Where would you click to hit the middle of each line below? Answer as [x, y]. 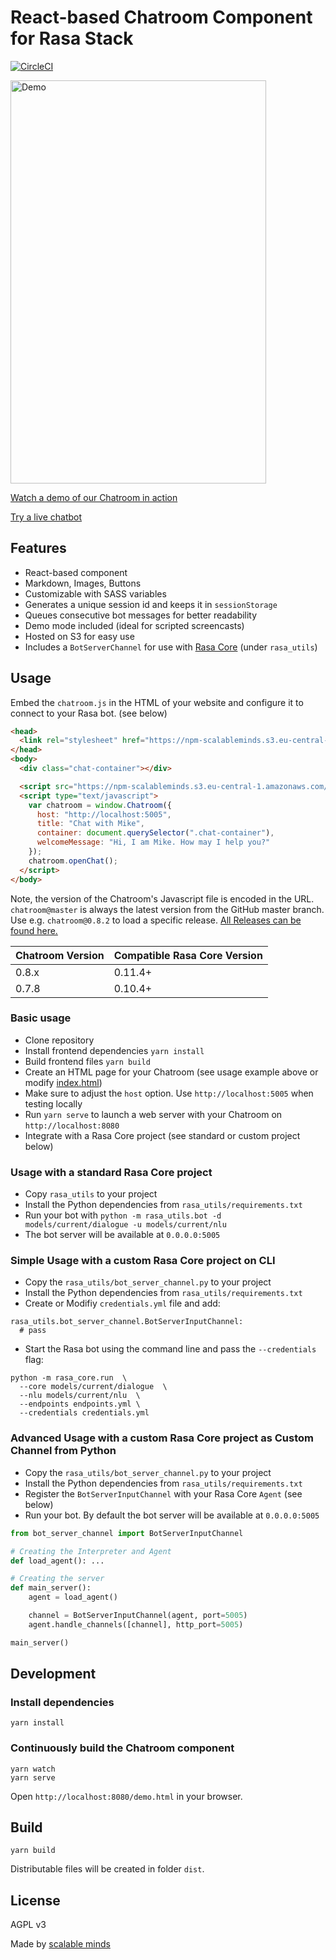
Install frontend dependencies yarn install [114, 1050]
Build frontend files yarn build [87, 1061]
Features [38, 548]
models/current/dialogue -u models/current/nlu [125, 1225]
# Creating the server [57, 1579]
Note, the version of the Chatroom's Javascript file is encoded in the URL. [162, 898]
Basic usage [41, 1018]
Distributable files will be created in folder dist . [107, 1869]
